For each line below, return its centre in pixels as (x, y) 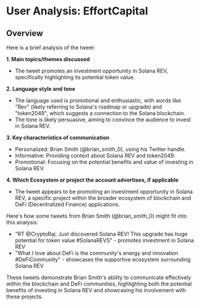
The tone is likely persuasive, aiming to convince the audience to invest (103, 119)
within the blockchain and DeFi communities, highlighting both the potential (99, 284)
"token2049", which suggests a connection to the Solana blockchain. (100, 113)
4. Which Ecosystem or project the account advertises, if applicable (93, 180)
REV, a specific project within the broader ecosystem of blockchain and (103, 198)
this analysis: (22, 222)
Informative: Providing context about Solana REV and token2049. (95, 155)
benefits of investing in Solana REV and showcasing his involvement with (96, 290)
